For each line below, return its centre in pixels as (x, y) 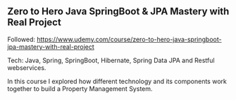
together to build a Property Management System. (80, 88)
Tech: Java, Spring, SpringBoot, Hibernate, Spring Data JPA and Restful (111, 60)
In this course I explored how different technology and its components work (117, 81)
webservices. (27, 67)
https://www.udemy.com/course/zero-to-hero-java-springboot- (129, 39)
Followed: (21, 39)
